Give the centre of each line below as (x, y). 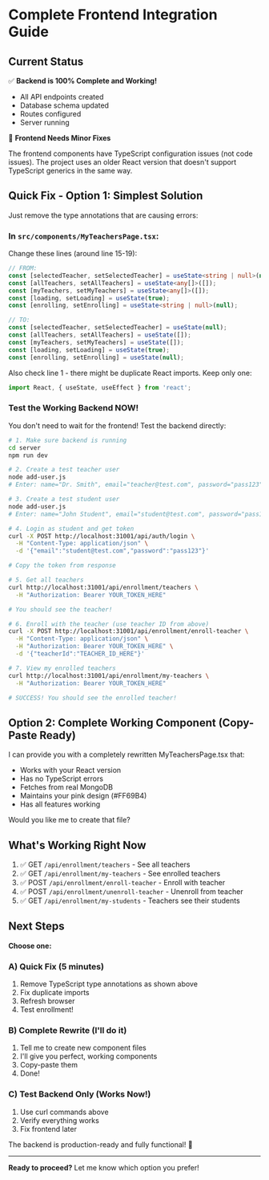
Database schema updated (64, 105)
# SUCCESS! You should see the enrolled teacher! (93, 698)
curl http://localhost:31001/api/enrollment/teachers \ (103, 587)
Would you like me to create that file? (69, 820)
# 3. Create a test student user (64, 500)
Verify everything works (60, 1120)
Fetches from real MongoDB (66, 787)
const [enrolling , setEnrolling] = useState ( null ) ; (96, 357)
